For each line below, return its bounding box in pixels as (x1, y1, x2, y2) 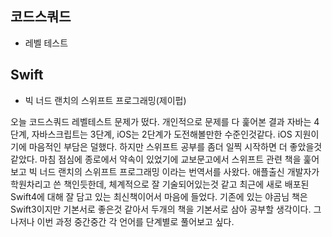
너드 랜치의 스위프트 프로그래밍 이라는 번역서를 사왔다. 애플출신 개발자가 (39, 165, 320, 177)
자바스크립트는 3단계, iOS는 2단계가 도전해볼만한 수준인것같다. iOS (31, 128, 293, 140)
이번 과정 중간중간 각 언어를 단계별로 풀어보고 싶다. (36, 215, 235, 227)
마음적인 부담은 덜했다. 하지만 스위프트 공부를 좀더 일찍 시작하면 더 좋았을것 (28, 140, 323, 152)
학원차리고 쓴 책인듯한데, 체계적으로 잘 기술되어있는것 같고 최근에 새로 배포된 (10, 178, 310, 190)
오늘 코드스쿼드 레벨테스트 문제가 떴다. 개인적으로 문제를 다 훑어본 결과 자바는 (10, 115, 312, 127)
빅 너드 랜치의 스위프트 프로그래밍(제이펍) (24, 94, 187, 106)
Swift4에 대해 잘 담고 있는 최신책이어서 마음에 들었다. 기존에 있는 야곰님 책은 (10, 190, 308, 202)
